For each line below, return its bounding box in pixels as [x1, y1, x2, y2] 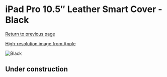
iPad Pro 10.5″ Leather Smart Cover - [5, 4, 162, 15]
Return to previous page [5, 31, 55, 37]
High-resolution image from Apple [5, 40, 76, 46]
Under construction [5, 65, 68, 73]
